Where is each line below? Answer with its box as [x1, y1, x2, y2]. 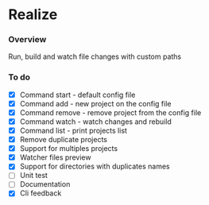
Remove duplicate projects [19, 135, 107, 145]
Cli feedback [19, 188, 62, 198]
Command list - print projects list [19, 126, 127, 136]
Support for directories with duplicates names [19, 161, 170, 172]
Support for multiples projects [19, 144, 118, 153]
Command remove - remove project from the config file [19, 107, 202, 117]
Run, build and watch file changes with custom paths [8, 52, 182, 61]
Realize [8, 6, 58, 24]
